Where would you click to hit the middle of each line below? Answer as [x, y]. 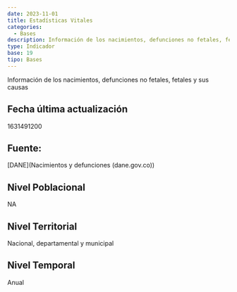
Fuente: [25, 148]
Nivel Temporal [41, 266]
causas [18, 87]
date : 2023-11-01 [33, 14]
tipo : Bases [25, 60]
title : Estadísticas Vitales [50, 20]
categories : [25, 27]
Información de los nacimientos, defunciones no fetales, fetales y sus [108, 80]
